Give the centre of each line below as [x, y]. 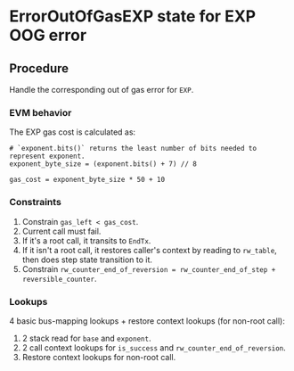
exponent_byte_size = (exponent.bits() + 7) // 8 [103, 164]
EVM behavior [41, 112]
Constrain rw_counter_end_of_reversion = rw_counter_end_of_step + [149, 268]
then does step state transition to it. [87, 260]
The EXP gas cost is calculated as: [73, 132]
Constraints [36, 202]
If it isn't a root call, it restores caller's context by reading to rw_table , [150, 250]
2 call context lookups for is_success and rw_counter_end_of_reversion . [154, 347]
